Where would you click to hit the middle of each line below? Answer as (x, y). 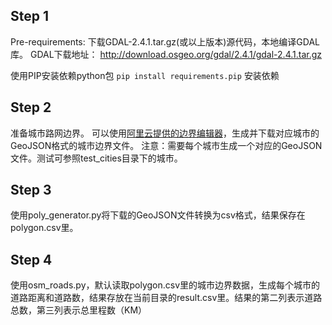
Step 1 (30, 16)
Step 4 (31, 259)
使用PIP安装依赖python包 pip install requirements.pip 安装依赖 (145, 75)
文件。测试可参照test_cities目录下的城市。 (96, 158)
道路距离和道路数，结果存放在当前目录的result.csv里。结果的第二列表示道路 (166, 298)
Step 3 (31, 190)
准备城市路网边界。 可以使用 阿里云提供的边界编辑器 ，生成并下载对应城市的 (165, 133)
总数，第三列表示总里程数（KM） (79, 310)
